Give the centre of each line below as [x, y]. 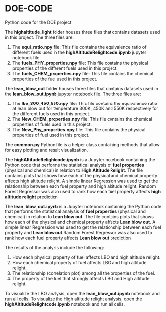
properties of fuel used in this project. [51, 135]
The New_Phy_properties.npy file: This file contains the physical [79, 129]
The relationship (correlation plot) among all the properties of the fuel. [83, 273]
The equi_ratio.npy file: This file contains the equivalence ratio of [79, 47]
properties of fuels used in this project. [52, 124]
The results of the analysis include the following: [55, 247]
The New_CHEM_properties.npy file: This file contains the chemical [82, 119]
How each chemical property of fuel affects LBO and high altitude [79, 262]
